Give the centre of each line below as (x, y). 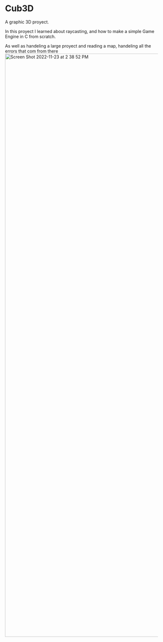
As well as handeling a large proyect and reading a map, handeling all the (78, 46)
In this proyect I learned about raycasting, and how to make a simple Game (80, 31)
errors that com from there (32, 51)
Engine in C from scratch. (30, 36)
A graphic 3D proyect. (27, 22)
